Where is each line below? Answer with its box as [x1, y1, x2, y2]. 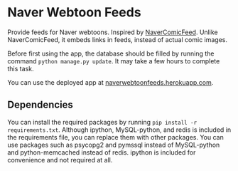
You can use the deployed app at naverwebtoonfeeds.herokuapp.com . [7, 78, 214, 86]
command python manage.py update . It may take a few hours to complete [7, 56, 220, 65]
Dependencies [7, 99, 73, 111]
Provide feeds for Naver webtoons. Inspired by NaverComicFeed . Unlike [7, 28, 218, 36]
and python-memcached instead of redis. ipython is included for [7, 147, 196, 157]
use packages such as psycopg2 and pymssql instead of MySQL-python [7, 140, 220, 149]
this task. [7, 64, 34, 73]
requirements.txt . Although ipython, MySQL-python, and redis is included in [7, 125, 232, 134]
